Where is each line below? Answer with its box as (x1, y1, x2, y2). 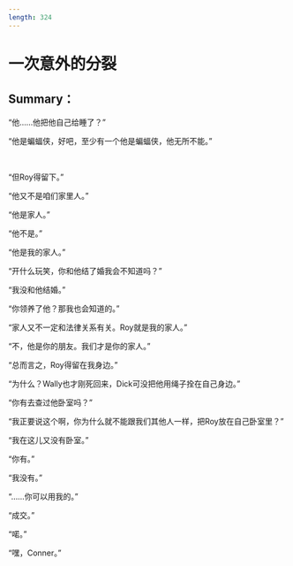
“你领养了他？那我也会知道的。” (8, 302, 120, 314)
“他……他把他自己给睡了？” (8, 117, 107, 127)
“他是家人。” (8, 209, 50, 219)
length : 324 (8, 12, 52, 22)
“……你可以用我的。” (8, 491, 79, 501)
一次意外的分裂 (8, 54, 117, 73)
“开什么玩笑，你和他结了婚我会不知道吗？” (8, 265, 162, 276)
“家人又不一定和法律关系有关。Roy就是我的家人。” (8, 322, 188, 333)
